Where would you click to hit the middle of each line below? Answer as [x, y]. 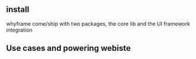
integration [19, 30]
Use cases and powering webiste [69, 48]
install [18, 10]
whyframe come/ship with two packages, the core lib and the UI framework [98, 23]
